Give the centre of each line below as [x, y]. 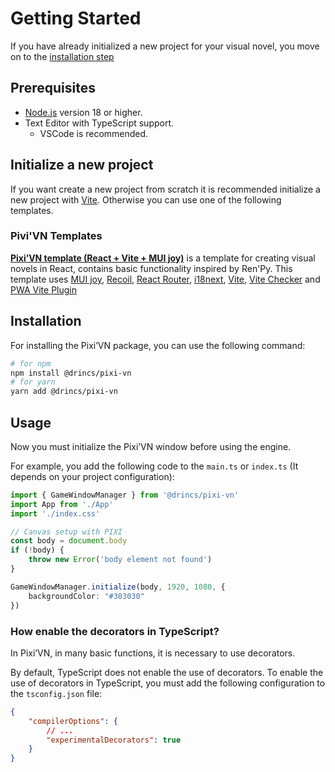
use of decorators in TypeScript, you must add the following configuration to [168, 683]
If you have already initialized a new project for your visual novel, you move [165, 46]
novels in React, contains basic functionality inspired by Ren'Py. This [151, 268]
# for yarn [33, 382]
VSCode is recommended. [94, 133]
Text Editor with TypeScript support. [99, 123]
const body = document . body [69, 541]
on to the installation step [62, 56]
